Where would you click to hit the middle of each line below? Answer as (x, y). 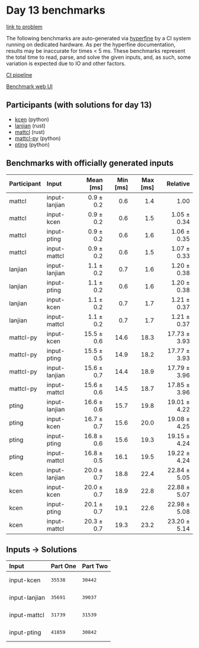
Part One (63, 566)
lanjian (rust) (30, 126)
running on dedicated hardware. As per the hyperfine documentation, (91, 44)
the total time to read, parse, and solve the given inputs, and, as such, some (99, 57)
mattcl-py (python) (38, 138)
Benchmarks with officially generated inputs (90, 163)
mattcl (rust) (30, 132)
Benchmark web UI (30, 86)
